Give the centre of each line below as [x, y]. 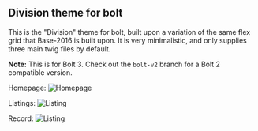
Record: [21, 118]
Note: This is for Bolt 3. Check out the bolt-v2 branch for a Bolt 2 [114, 64]
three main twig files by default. [60, 49]
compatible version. [40, 72]
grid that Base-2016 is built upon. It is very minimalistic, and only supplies [127, 40]
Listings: [22, 103]
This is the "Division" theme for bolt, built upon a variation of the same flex [129, 32]
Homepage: [27, 88]
